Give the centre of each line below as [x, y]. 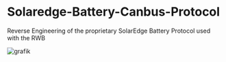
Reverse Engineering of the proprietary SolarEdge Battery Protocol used [109, 31]
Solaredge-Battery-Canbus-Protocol [114, 12]
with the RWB [26, 37]
